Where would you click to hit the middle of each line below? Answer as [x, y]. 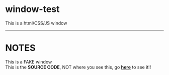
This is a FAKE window [29, 61]
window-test [32, 9]
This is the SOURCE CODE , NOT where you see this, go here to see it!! [78, 67]
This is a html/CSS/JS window [36, 23]
